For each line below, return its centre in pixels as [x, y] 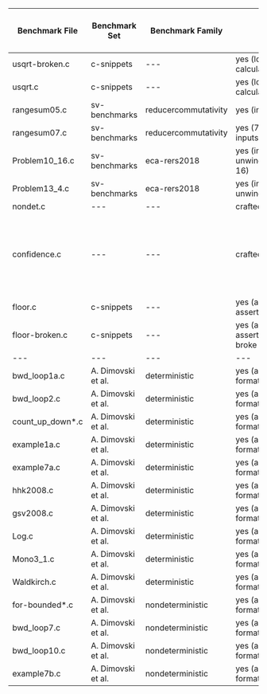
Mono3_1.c [33, 559]
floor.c [25, 307]
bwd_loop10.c [39, 651]
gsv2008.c [33, 513]
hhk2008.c [33, 490]
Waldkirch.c [35, 582]
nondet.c [29, 206]
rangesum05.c [40, 110]
